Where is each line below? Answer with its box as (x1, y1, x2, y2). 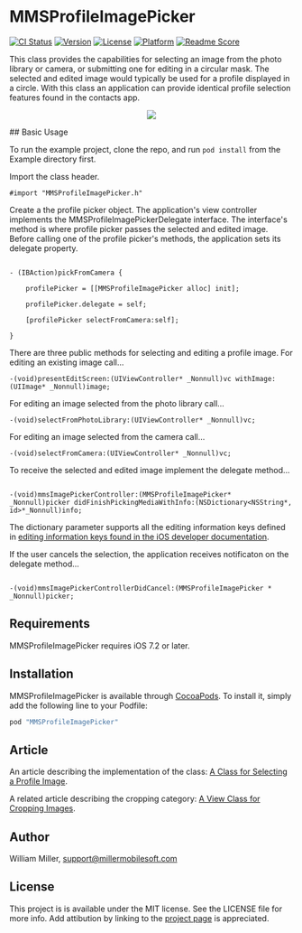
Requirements (9, 616, 90, 631)
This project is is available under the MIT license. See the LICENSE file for (9, 903, 283, 914)
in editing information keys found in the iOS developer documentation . (9, 531, 270, 542)
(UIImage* (9, 382, 47, 391)
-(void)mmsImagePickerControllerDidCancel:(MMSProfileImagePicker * (9, 583, 272, 592)
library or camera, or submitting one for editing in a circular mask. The (9, 63, 270, 74)
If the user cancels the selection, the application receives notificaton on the (9, 548, 289, 559)
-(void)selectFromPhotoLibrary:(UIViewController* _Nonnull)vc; (9, 415, 256, 425)
